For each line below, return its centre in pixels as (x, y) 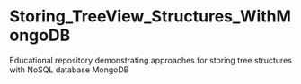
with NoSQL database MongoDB (69, 70)
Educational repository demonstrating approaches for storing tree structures (150, 60)
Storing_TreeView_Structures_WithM (150, 17)
